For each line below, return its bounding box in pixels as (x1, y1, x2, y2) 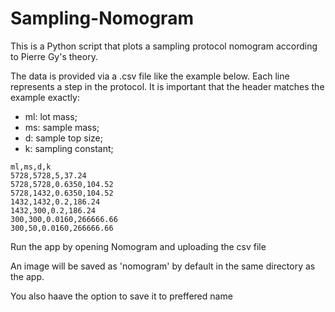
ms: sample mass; (24, 121, 100, 133)
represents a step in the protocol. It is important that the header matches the (10, 80, 325, 92)
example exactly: (10, 91, 80, 103)
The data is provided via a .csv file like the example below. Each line (10, 70, 290, 82)
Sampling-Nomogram (10, 7, 194, 30)
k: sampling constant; (24, 142, 114, 154)
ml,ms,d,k (10, 162, 52, 172)
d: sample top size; (24, 132, 103, 144)
